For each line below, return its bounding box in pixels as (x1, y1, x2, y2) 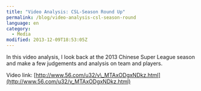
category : (6, 25, 31, 32)
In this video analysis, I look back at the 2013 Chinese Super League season (6, 54, 195, 60)
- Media (11, 31, 31, 37)
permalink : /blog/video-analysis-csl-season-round (6, 14, 136, 20)
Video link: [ (6, 72, 36, 78)
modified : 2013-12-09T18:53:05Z (6, 37, 88, 43)
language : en (6, 20, 39, 26)
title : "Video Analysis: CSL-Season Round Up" (6, 8, 126, 15)
